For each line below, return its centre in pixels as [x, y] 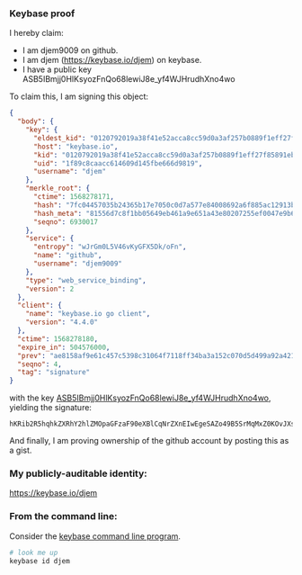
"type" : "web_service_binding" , [86, 280]
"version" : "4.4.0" [62, 322]
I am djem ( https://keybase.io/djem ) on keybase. [112, 60]
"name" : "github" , [67, 256]
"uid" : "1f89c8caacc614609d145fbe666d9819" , [118, 163]
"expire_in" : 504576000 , [64, 347]
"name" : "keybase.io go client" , [88, 314]
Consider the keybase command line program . [95, 536]
